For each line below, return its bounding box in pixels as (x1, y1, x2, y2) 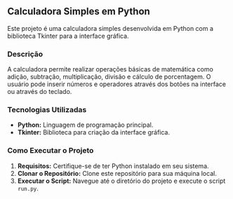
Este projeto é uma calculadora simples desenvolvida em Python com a (7, 24, 214, 32)
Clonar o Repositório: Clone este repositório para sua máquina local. (17, 169, 218, 177)
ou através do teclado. (7, 88, 72, 96)
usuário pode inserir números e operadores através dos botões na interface (7, 80, 227, 88)
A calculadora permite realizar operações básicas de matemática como (7, 65, 214, 74)
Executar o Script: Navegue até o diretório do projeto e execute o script (17, 177, 226, 185)
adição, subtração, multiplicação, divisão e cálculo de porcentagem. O (7, 73, 211, 81)
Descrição (7, 49, 44, 59)
